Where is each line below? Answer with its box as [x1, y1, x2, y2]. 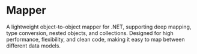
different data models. [6, 42, 61, 49]
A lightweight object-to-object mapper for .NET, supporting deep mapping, [6, 23, 192, 30]
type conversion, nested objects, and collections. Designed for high [6, 29, 174, 36]
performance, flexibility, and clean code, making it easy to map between [6, 36, 185, 43]
